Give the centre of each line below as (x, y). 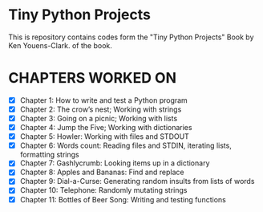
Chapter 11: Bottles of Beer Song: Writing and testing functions (123, 199)
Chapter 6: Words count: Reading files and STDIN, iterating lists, (126, 145)
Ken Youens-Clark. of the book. (60, 45)
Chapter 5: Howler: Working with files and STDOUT (105, 137)
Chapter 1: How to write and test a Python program (104, 100)
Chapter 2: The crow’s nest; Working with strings (101, 109)
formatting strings (49, 155)
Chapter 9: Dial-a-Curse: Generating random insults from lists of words (137, 181)
